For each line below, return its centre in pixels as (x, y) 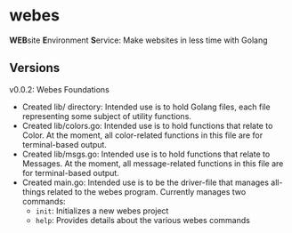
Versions (35, 68)
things (34, 191)
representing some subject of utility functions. (106, 116)
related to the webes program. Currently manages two (147, 191)
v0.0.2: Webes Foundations (59, 89)
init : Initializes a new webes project (102, 211)
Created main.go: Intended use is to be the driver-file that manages (146, 182)
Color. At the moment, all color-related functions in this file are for (142, 135)
